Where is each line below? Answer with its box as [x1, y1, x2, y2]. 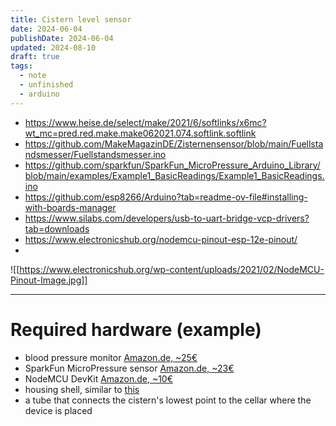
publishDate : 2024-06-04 [10, 33, 114, 43]
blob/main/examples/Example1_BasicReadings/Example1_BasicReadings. [24, 169, 325, 181]
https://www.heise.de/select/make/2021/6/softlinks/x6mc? [24, 116, 267, 128]
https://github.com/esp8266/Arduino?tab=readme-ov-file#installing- [24, 191, 308, 203]
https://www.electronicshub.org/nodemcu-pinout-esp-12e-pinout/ [24, 233, 298, 245]
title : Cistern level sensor [10, 14, 132, 25]
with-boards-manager [24, 201, 117, 213]
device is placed [24, 404, 93, 416]
